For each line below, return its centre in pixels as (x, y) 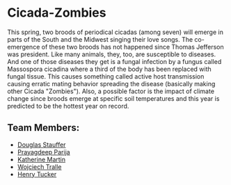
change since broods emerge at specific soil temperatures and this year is (113, 98)
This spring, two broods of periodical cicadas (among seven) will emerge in (115, 32)
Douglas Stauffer (41, 145)
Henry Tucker (37, 174)
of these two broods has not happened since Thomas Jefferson (133, 47)
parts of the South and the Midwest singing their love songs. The (100, 39)
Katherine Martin (41, 159)
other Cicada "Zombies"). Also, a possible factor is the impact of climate (111, 91)
